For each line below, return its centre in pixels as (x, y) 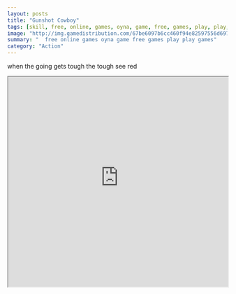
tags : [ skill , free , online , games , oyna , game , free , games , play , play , (118, 27)
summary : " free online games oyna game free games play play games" (112, 40)
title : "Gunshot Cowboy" (43, 20)
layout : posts (28, 14)
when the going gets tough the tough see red (72, 66)
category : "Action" (36, 46)
